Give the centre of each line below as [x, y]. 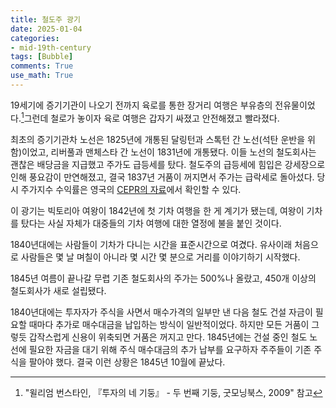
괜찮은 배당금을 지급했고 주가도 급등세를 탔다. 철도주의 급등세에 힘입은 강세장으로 [168, 164]
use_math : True [42, 76]
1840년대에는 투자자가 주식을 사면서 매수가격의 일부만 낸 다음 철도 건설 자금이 [161, 312]
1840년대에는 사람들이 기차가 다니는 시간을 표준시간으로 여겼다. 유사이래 [151, 244]
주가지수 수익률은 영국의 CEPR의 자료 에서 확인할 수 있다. [131, 189]
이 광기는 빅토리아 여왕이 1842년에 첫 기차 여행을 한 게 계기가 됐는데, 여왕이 [157, 210]
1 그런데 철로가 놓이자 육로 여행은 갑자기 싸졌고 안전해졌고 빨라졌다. [150, 117]
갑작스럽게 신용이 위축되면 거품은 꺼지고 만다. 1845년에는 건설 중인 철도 [168, 337]
